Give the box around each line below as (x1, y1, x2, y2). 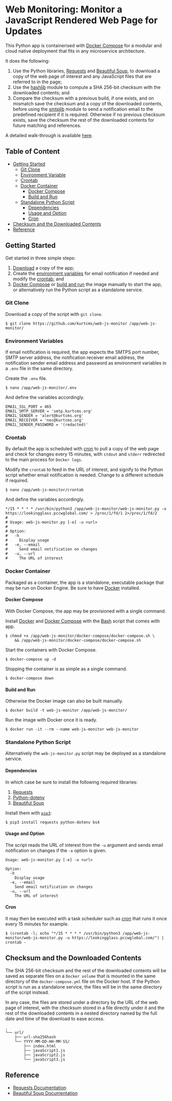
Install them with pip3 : (5, 810, 52, 816)
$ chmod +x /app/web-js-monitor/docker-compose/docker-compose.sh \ (5, 633, 155, 638)
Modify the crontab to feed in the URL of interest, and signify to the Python (5, 466, 163, 473)
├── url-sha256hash (14, 1034, 56, 1039)
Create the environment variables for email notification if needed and (12, 270, 159, 276)
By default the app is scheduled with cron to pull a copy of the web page (5, 446, 159, 452)
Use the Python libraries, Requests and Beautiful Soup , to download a (12, 68, 160, 74)
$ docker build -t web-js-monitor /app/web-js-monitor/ (5, 708, 127, 713)
